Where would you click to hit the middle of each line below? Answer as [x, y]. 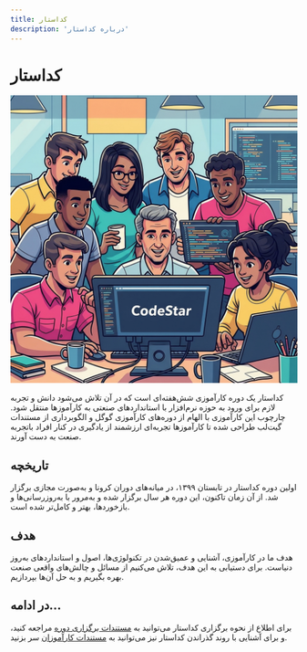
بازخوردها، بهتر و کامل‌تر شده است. [70, 507]
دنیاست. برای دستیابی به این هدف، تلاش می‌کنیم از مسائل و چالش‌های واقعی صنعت [151, 567]
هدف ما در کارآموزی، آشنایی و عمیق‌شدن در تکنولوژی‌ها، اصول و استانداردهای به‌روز [152, 558]
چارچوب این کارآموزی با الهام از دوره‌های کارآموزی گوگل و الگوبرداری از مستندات [148, 417]
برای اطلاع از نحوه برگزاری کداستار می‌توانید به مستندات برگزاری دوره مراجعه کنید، [151, 627]
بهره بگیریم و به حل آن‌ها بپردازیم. [67, 577]
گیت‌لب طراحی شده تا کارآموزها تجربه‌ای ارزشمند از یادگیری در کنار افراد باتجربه [146, 427]
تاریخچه [30, 465]
